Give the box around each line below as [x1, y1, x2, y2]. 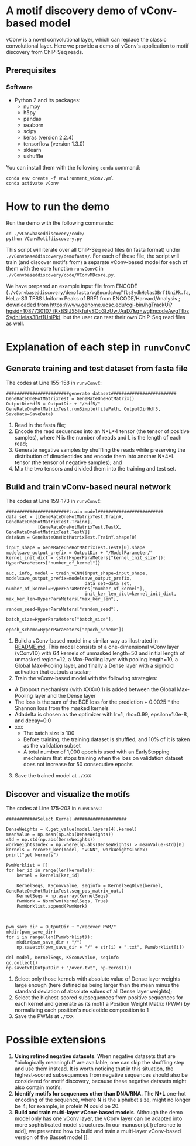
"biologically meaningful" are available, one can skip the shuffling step [14, 1059, 185, 1066]
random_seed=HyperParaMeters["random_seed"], [6, 606, 119, 613]
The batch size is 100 [23, 729, 75, 737]
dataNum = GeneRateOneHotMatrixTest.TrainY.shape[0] [6, 535, 137, 540]
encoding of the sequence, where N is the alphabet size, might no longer [14, 1096, 191, 1104]
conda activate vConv [6, 180, 59, 186]
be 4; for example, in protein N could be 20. [14, 1103, 120, 1110]
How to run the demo [6, 200, 110, 213]
